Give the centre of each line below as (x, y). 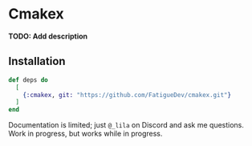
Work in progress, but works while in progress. (85, 134)
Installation (37, 61)
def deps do (28, 80)
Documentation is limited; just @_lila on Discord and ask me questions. (126, 125)
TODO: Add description (48, 36)
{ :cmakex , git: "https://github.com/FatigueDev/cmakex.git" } (127, 95)
